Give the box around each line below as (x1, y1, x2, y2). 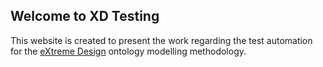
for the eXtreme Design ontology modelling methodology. (10, 45, 247, 57)
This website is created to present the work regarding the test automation (10, 34, 313, 46)
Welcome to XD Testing (10, 8, 160, 25)
